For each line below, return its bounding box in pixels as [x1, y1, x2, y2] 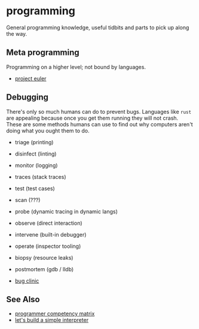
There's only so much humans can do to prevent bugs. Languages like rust [6, 108, 192, 115]
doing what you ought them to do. [6, 127, 90, 134]
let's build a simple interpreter [14, 316, 88, 324]
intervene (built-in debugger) [14, 231, 87, 238]
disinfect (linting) [14, 150, 57, 157]
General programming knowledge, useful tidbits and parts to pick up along [6, 24, 189, 31]
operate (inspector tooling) [14, 243, 81, 250]
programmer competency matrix [14, 310, 95, 317]
